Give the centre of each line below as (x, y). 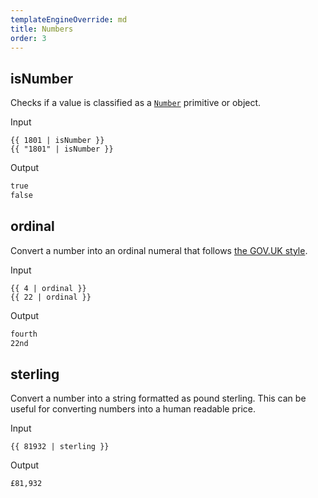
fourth (24, 334)
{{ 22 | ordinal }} (51, 297)
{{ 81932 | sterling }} (60, 447)
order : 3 (28, 38)
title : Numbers (42, 29)
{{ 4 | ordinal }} (48, 288)
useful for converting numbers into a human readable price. (133, 409)
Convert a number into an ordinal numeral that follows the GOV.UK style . (159, 250)
